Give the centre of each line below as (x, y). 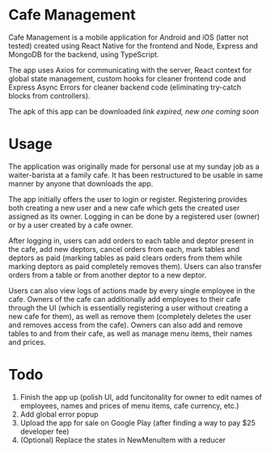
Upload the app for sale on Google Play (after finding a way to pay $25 (138, 422)
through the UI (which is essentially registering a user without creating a (128, 308)
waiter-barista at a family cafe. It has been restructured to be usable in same (136, 174)
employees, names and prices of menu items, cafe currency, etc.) (129, 405)
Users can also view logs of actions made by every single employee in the (132, 290)
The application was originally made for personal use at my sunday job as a (134, 166)
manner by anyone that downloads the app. (81, 183)
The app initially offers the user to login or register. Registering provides (128, 199)
